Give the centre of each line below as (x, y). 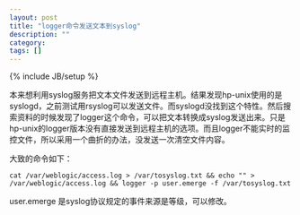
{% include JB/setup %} (54, 76)
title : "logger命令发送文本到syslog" (75, 26)
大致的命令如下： (41, 159)
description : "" (40, 34)
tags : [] (26, 51)
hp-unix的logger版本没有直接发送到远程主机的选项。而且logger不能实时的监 (150, 129)
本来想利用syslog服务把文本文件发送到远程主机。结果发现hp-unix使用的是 (146, 95)
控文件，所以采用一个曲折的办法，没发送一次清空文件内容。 (119, 140)
